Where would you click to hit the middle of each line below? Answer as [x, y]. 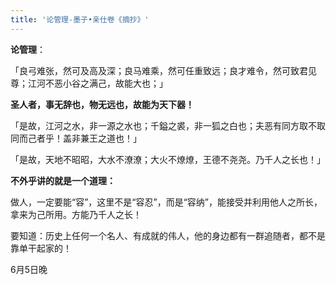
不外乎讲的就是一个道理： [63, 180]
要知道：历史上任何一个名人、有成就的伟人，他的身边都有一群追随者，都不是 [168, 235]
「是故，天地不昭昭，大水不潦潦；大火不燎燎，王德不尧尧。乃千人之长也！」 [168, 159]
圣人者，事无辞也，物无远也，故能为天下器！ [102, 104]
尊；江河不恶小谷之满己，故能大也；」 [89, 83]
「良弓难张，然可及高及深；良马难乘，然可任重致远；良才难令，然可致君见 [163, 70]
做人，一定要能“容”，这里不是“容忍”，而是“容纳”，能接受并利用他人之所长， [166, 202]
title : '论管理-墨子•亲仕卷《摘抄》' [80, 19]
